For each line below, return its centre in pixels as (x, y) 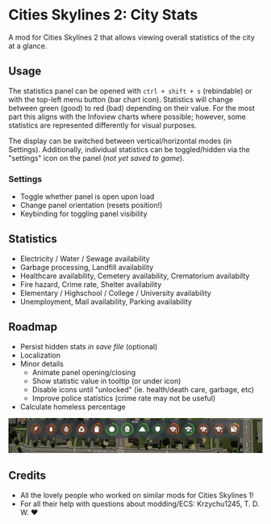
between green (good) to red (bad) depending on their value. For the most (132, 108)
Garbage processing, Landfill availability (87, 267)
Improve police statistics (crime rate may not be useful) (124, 398)
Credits (27, 476)
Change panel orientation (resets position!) (91, 205)
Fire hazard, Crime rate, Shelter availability (91, 284)
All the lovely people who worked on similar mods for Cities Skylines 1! (137, 495)
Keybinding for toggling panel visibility (83, 214)
